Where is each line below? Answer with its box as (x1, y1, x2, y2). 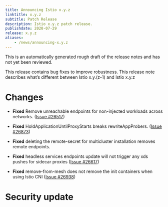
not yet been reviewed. (5, 59, 52, 65)
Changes (5, 91, 43, 103)
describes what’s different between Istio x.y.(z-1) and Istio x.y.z (5, 74, 135, 80)
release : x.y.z (5, 31, 37, 36)
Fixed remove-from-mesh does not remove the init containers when (12, 168, 153, 174)
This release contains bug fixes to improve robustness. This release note (5, 69, 155, 75)
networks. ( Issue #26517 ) (12, 113, 65, 119)
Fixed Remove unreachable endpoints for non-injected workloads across (12, 108, 163, 114)
